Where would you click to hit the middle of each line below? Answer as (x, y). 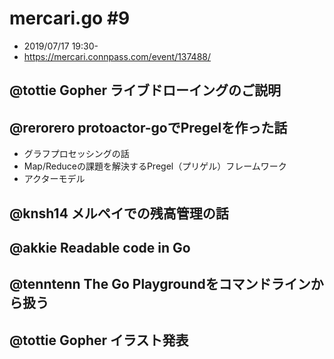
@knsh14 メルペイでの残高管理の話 (119, 213)
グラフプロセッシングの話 (76, 154)
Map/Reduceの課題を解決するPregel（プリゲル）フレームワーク (155, 166)
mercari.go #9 (70, 18)
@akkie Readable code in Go (100, 247)
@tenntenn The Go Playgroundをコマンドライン (160, 284)
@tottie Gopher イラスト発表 (99, 340)
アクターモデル (54, 179)
